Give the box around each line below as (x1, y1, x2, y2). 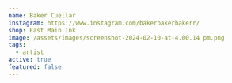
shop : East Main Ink (8, 26, 77, 34)
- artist (15, 48, 44, 56)
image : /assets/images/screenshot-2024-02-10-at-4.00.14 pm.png (8, 33, 225, 42)
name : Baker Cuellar (8, 11, 77, 20)
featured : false (8, 63, 62, 71)
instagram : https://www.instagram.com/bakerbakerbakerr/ (8, 19, 200, 27)
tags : (8, 41, 26, 49)
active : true (8, 56, 51, 64)
